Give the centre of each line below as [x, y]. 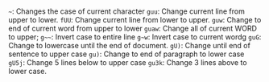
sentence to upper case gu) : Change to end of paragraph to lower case [126, 54]
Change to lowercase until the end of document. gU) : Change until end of [130, 46]
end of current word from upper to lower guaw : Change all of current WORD [133, 29]
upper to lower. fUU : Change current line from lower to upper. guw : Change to [135, 20]
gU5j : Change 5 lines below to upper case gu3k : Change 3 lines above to [128, 63]
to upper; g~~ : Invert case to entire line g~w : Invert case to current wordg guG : [135, 37]
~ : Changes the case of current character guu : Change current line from [127, 11]
